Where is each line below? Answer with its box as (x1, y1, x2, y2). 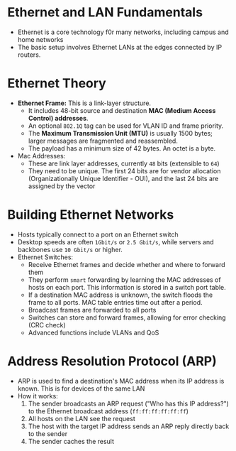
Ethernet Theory (7, 75, 106, 92)
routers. (17, 50, 41, 59)
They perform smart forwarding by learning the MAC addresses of (28, 275, 221, 284)
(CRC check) (28, 320, 66, 329)
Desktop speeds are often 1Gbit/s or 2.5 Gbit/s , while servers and (17, 237, 214, 246)
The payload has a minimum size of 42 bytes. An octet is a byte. (28, 143, 216, 153)
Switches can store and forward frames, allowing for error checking (28, 313, 226, 322)
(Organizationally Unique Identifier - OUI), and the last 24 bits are (28, 174, 219, 183)
